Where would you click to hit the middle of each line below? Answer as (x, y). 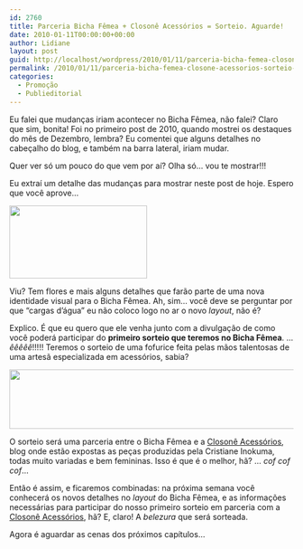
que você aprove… (44, 193)
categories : (32, 77)
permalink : (30, 69)
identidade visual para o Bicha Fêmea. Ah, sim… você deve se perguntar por (151, 300)
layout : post (34, 52)
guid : (19, 60)
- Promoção (38, 85)
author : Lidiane (40, 43)
